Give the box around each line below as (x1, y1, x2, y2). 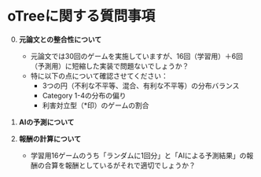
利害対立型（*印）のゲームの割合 (42, 100, 149, 110)
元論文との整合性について (18, 35, 102, 44)
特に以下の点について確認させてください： (30, 71, 168, 80)
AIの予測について (18, 117, 75, 127)
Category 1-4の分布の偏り (42, 90, 127, 100)
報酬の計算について (18, 134, 82, 143)
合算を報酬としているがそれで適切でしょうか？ (44, 160, 196, 170)
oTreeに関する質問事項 (7, 7, 156, 25)
